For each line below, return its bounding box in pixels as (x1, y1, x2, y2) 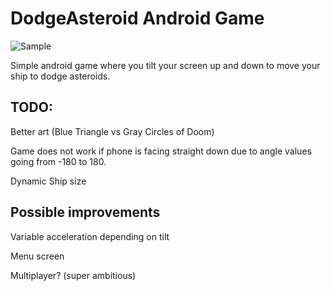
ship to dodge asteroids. (10, 70, 111, 82)
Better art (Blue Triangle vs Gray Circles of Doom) (10, 125, 215, 137)
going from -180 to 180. (10, 155, 107, 167)
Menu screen (10, 250, 65, 262)
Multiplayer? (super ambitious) (10, 269, 137, 281)
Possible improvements (10, 204, 161, 221)
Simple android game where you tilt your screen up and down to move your (10, 59, 321, 71)
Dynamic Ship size (10, 175, 87, 187)
